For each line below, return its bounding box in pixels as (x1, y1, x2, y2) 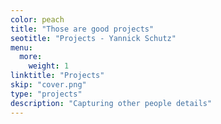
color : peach (10, 14, 65, 25)
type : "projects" (10, 89, 83, 99)
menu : (10, 42, 33, 53)
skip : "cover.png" (10, 80, 87, 90)
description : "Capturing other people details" (10, 98, 213, 108)
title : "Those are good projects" (10, 24, 155, 34)
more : (19, 52, 43, 62)
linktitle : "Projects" (10, 71, 105, 81)
